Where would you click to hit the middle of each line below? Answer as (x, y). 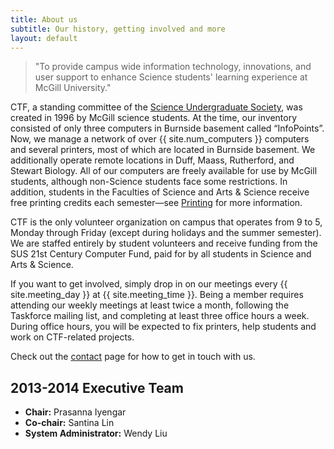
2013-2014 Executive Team (97, 387)
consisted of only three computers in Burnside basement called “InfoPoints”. (167, 128)
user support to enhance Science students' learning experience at (171, 77)
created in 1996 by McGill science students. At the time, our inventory (154, 118)
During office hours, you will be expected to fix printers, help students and (163, 327)
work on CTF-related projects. (72, 337)
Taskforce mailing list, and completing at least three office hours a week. (160, 316)
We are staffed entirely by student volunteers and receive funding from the (164, 243)
